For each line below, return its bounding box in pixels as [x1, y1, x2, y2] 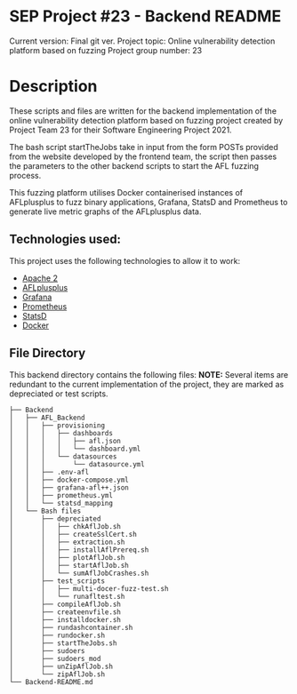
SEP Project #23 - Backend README [9, 6, 282, 27]
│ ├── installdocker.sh [9, 615, 122, 624]
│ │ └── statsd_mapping [9, 499, 114, 507]
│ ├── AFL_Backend [9, 413, 86, 422]
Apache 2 [21, 273, 58, 283]
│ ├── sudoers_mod [9, 654, 101, 663]
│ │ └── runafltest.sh [9, 592, 125, 601]
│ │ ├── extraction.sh [9, 538, 125, 546]
